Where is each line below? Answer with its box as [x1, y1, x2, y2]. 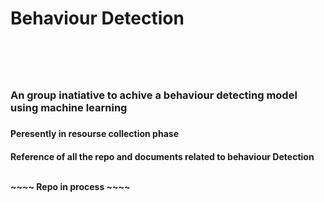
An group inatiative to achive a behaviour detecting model [10, 88, 298, 102]
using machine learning [10, 101, 128, 115]
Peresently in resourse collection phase [10, 128, 179, 140]
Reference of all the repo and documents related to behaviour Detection [10, 150, 315, 162]
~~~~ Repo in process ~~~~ [10, 180, 131, 192]
